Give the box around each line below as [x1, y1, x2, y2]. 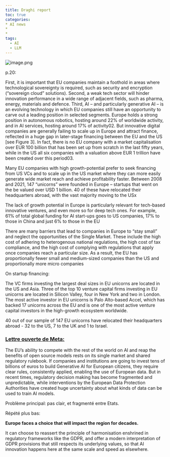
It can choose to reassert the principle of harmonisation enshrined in [5, 429, 149, 436]
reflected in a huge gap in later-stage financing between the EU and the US [5, 133, 162, 139]
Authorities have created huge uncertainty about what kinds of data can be [5, 385, 162, 391]
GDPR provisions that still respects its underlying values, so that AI [5, 441, 145, 447]
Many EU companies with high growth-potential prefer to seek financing [5, 165, 156, 171]
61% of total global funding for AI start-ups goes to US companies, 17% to [5, 213, 160, 219]
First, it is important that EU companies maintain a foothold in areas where [5, 79, 160, 85]
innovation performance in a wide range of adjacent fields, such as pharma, [5, 95, 164, 101]
